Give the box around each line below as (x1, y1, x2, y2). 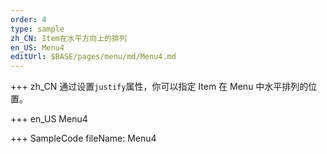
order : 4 (10, 14, 47, 25)
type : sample (10, 24, 65, 34)
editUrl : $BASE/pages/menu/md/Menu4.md (10, 52, 177, 62)
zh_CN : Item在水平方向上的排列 (10, 33, 127, 43)
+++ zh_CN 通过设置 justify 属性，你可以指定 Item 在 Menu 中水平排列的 (10, 81, 309, 93)
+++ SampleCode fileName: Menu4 (10, 132, 157, 145)
